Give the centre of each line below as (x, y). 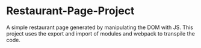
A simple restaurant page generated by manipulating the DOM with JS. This (100, 27)
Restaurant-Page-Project (70, 11)
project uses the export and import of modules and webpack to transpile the (101, 33)
